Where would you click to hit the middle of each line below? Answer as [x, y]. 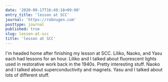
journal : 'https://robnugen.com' [41, 19]
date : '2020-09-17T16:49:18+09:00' [43, 10]
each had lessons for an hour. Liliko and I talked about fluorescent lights [81, 58]
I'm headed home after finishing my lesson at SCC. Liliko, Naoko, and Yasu [84, 53]
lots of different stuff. [27, 75]
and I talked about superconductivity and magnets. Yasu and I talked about [84, 69]
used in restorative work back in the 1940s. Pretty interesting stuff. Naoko [83, 64]
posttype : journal [25, 24]
